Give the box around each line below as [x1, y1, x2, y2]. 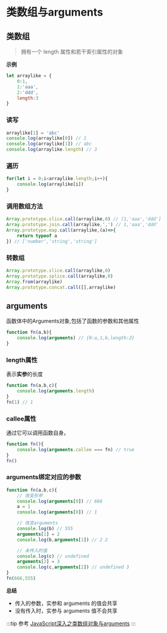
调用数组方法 [6, 202, 44, 210]
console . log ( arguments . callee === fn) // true [17, 446, 135, 452]
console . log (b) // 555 [17, 526, 73, 532]
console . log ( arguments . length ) [17, 388, 95, 394]
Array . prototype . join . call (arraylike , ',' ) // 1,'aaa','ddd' [6, 222, 159, 228]
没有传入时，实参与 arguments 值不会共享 [14, 607, 117, 614]
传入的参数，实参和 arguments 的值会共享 [14, 599, 117, 607]
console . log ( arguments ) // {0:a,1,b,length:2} [17, 335, 135, 341]
